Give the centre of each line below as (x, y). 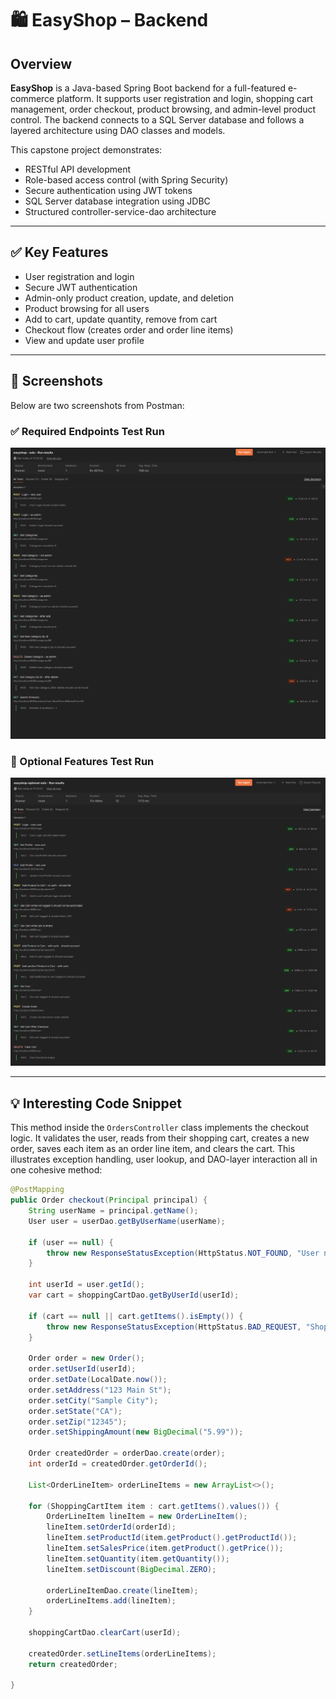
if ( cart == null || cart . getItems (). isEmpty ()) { (136, 1316)
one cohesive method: (56, 1170)
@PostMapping (37, 1190)
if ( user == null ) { (71, 1242)
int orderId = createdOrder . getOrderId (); (118, 1464)
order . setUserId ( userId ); (82, 1369)
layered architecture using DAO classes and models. (118, 130)
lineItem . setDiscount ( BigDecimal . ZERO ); (131, 1569)
